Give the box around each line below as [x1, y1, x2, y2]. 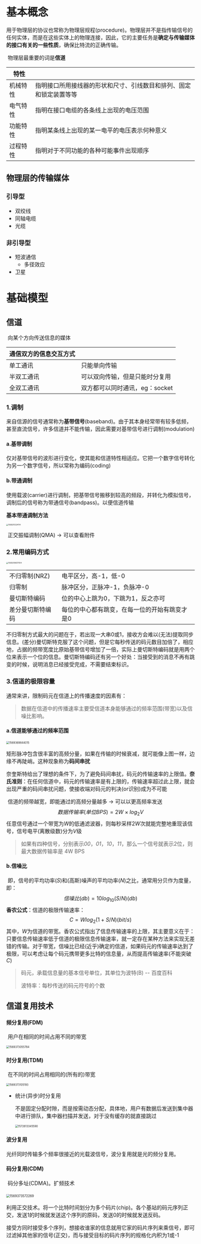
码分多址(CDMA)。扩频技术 [7, 1179, 75, 1187]
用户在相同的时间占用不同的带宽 [7, 1033, 87, 1041]
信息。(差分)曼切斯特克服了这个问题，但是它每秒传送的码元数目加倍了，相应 [6, 638, 194, 646]
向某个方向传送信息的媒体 [7, 334, 71, 341]
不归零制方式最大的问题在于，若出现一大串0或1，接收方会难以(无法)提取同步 [6, 631, 194, 638]
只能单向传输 [81, 361, 118, 370]
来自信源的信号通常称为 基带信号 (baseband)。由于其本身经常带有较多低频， [6, 418, 192, 425]
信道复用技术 [6, 1001, 54, 1011]
